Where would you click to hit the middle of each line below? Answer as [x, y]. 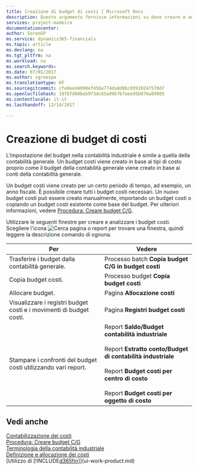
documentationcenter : [33, 28]
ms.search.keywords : [32, 66]
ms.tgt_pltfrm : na [29, 55]
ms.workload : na [26, 61]
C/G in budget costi [132, 267]
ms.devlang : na [25, 50]
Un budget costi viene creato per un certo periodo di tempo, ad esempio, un [99, 186]
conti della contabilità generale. [44, 174]
